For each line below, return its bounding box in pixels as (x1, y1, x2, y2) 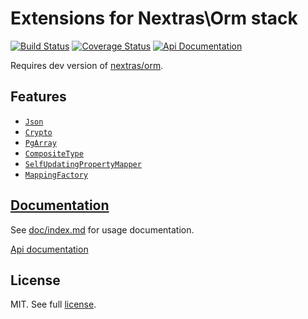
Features (10, 88, 67, 106)
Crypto (24, 127, 53, 137)
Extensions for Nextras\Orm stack (10, 7, 298, 30)
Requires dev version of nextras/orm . (10, 59, 164, 71)
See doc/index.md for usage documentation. (10, 223, 195, 236)
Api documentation (10, 243, 89, 255)
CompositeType (24, 148, 84, 159)
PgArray (24, 138, 57, 148)
